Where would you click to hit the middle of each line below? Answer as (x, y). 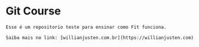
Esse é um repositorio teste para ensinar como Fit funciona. (86, 27)
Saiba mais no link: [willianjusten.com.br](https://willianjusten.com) (100, 37)
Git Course (33, 11)
